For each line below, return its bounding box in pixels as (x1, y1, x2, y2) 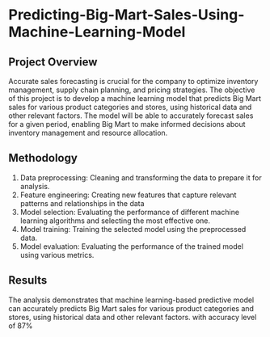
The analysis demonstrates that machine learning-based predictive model (8, 295, 255, 305)
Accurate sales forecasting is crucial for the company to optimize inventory (8, 77, 259, 86)
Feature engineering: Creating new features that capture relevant (19, 190, 237, 200)
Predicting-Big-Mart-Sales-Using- (8, 6, 245, 24)
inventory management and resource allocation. (8, 128, 168, 137)
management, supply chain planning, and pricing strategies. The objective (8, 85, 255, 95)
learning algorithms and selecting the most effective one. (19, 216, 211, 225)
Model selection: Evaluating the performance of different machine (19, 207, 240, 217)
